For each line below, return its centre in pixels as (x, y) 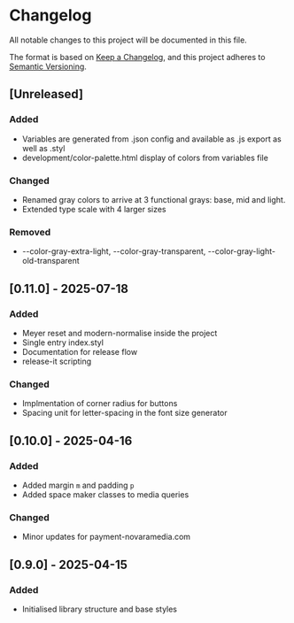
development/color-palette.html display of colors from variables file (145, 158)
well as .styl (43, 148)
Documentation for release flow (80, 351)
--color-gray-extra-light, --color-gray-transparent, (114, 251)
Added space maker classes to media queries (105, 494)
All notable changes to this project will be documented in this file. (128, 40)
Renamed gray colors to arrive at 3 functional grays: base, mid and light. (154, 199)
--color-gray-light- (242, 251)
